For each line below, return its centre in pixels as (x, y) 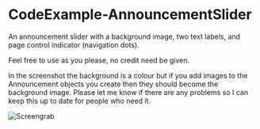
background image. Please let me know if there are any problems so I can (128, 92)
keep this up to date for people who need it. (80, 101)
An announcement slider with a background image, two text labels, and (124, 36)
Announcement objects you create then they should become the (113, 84)
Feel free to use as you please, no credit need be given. (99, 60)
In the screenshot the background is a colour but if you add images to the (128, 75)
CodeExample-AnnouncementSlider (130, 15)
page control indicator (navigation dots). (74, 44)
